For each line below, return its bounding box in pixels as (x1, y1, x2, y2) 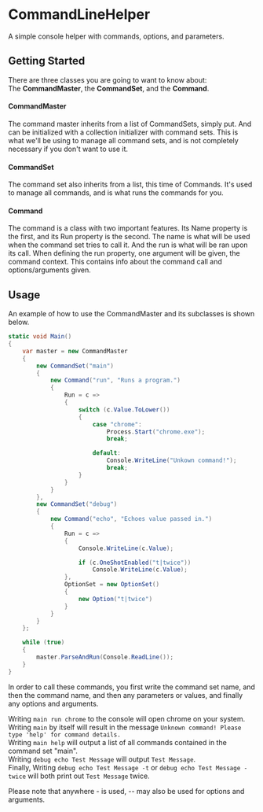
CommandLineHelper (8, 6, 151, 24)
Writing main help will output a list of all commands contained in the (8, 737, 228, 747)
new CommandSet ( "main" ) (36, 362, 114, 370)
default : (92, 449, 122, 457)
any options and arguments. (8, 699, 99, 708)
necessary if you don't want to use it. (8, 144, 128, 153)
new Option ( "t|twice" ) (78, 595, 153, 603)
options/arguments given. (8, 265, 92, 275)
